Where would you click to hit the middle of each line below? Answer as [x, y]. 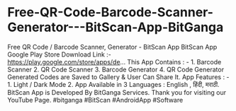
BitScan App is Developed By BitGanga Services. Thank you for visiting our [117, 92]
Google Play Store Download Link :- [60, 54]
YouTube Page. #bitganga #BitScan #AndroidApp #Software [95, 100]
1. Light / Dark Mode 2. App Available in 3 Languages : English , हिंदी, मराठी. [113, 84]
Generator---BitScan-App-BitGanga [116, 27]
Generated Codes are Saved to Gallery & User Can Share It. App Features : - [118, 77]
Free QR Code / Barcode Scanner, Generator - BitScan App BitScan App [112, 47]
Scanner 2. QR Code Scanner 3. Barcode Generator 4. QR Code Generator [116, 69]
